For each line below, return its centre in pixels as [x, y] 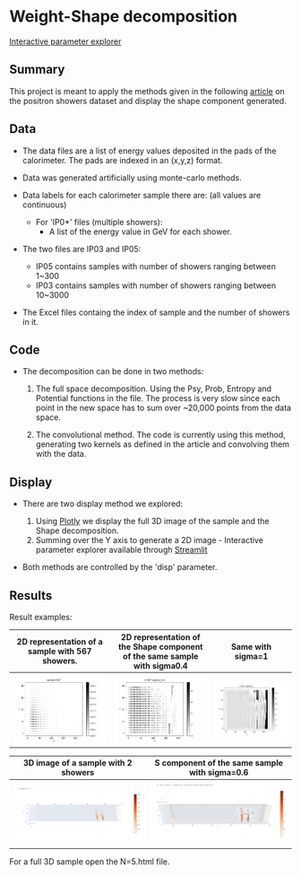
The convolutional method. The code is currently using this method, [161, 435]
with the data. [61, 454]
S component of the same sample [219, 763]
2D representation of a [60, 642]
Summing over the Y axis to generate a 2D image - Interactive [150, 540]
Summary [37, 70]
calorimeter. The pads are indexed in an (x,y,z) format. [122, 160]
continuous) [44, 205]
